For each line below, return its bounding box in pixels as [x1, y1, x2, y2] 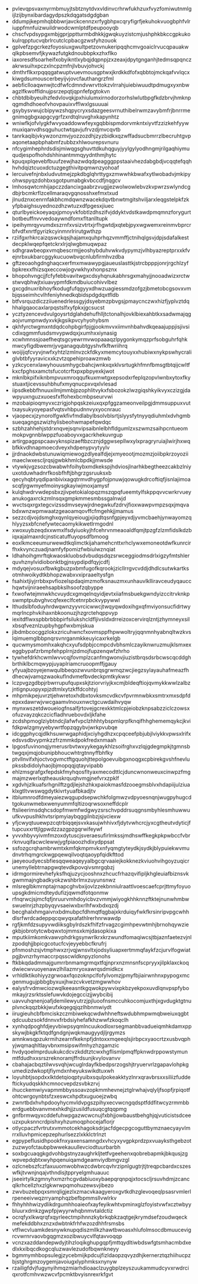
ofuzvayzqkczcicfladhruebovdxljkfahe [11, 711, 106, 718]
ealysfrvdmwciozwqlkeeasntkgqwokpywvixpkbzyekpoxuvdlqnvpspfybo [11, 985, 190, 991]
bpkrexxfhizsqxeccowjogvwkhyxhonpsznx [11, 266, 118, 273]
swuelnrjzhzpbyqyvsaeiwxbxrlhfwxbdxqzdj [11, 902, 119, 909]
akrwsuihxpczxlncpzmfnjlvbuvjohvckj [11, 62, 105, 69]
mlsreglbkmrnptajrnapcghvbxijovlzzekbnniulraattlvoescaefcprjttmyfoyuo [11, 883, 191, 890]
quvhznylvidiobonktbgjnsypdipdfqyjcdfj [11, 558, 110, 565]
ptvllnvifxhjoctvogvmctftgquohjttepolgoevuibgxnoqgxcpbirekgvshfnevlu [11, 755, 190, 763]
